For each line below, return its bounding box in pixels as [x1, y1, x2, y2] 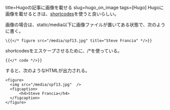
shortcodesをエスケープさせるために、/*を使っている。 [5, 48, 122, 53]
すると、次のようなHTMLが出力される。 [5, 68, 90, 73]
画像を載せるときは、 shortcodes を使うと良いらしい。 [5, 11, 119, 17]
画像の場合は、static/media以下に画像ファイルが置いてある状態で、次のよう [5, 22, 165, 28]
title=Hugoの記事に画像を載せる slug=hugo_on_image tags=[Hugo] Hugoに [5, 5, 164, 10]
